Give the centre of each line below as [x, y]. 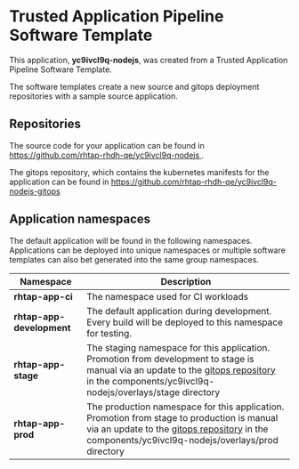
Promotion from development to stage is [170, 359]
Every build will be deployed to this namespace [184, 322]
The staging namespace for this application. [178, 347]
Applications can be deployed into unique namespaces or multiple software [148, 250]
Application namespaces [80, 219]
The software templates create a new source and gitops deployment [134, 86]
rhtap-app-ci [43, 296]
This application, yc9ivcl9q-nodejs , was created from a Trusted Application [149, 60]
